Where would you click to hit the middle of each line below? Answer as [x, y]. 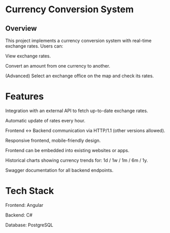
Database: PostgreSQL [29, 225]
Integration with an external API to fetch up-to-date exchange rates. [77, 111]
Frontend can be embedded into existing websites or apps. [67, 150]
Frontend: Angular [24, 205]
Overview [21, 28]
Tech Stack [30, 191]
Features [25, 97]
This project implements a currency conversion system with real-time [79, 40]
